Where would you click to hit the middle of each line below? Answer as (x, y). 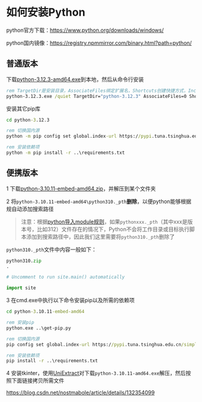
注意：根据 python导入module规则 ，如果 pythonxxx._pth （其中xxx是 (104, 221)
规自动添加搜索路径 (30, 209)
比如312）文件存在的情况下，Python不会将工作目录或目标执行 (113, 229)
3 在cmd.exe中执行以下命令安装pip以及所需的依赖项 (71, 300)
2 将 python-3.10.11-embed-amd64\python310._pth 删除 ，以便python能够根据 (99, 201)
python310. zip (24, 261)
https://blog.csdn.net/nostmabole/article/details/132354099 (81, 393)
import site (21, 288)
